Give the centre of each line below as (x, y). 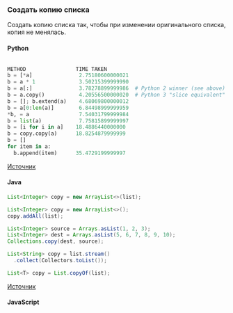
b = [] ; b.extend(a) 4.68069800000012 (68, 101)
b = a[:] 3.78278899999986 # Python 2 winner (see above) (116, 88)
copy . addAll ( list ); (35, 216)
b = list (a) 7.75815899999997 (68, 121)
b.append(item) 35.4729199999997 (70, 153)
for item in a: (29, 147)
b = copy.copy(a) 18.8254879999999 (67, 134)
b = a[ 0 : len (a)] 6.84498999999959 (68, 108)
